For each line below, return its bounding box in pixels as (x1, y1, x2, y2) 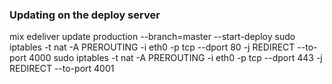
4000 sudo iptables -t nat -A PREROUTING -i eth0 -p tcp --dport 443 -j (28, 52, 323, 64)
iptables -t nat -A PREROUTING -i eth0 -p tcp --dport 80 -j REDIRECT (9, 41, 296, 53)
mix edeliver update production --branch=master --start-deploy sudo (9, 31, 296, 43)
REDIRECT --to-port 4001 (9, 63, 115, 75)
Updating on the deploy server (9, 8, 161, 22)
